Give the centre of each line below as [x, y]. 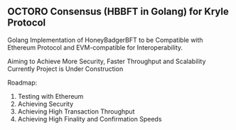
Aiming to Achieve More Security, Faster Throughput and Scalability [107, 61]
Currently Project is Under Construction [65, 69]
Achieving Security [45, 104]
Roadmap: [22, 82]
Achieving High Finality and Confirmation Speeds [90, 119]
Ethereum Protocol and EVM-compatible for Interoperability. [95, 47]
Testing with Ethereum [50, 96]
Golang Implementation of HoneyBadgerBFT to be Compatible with [106, 40]
